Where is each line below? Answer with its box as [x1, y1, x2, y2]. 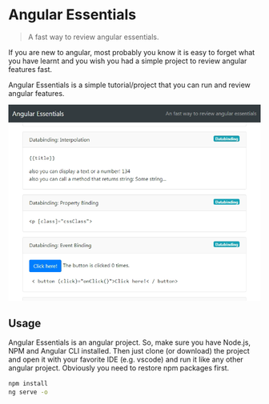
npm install [8, 380, 48, 388]
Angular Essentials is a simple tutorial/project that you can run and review [8, 80, 251, 90]
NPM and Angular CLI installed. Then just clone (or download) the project [8, 346, 250, 356]
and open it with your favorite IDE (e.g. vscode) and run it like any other [8, 354, 244, 365]
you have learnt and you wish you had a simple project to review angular [8, 56, 247, 66]
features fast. [8, 64, 53, 74]
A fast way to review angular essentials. [27, 32, 159, 42]
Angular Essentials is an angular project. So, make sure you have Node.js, [8, 338, 251, 347]
